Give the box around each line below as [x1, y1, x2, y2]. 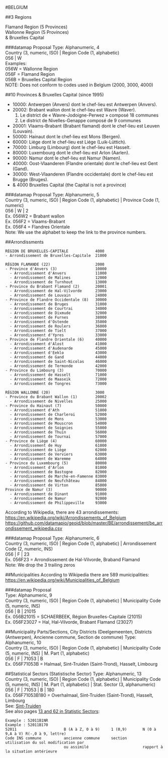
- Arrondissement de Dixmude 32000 [10, 310, 107, 315]
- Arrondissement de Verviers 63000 [10, 452, 107, 457]
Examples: [5, 61, 27, 66]
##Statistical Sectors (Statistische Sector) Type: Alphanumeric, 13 [5, 671, 142, 677]
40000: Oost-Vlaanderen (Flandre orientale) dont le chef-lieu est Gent [12, 160, 158, 166]
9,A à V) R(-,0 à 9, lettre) [5, 731, 66, 736]
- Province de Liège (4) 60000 [5, 439, 107, 444]
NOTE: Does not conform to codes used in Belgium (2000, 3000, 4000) [5, 82, 153, 88]
